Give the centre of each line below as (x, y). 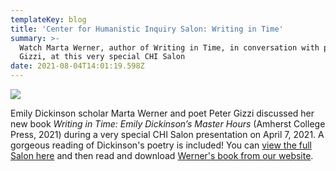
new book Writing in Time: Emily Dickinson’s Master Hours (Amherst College (168, 124)
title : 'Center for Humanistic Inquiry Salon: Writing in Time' (147, 29)
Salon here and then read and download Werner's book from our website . (162, 155)
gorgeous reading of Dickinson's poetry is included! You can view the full (161, 145)
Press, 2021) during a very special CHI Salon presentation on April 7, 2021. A (167, 134)
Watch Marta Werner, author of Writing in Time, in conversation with (169, 47)
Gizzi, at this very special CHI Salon (102, 57)
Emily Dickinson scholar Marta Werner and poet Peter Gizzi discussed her (162, 113)
